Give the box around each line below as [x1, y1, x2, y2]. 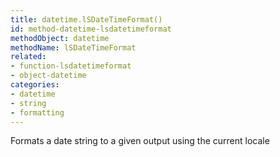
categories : [10, 80, 60, 90]
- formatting [10, 107, 65, 118]
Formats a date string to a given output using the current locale [10, 135, 270, 147]
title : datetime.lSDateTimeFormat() [10, 14, 163, 25]
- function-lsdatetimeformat [10, 61, 132, 71]
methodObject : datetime [10, 33, 110, 43]
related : [10, 52, 47, 62]
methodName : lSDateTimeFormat [10, 42, 137, 53]
